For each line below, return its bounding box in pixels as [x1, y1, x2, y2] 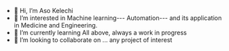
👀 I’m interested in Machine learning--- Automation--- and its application [13, 14, 222, 22]
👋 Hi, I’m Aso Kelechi [13, 7, 74, 14]
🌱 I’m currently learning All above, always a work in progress [13, 28, 187, 37]
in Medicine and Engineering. [13, 21, 98, 29]
